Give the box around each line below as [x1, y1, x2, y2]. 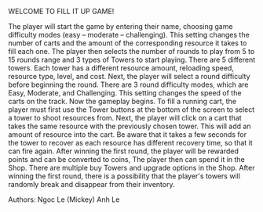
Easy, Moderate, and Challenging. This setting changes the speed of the [8, 88, 242, 97]
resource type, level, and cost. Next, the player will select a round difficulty [8, 72, 250, 81]
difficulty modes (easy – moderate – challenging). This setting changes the [8, 31, 250, 39]
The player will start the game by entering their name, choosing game [8, 22, 233, 31]
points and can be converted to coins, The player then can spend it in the [8, 155, 245, 163]
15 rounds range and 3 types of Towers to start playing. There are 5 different [8, 55, 256, 64]
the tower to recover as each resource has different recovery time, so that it [8, 138, 253, 147]
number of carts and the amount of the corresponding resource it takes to [8, 38, 247, 48]
